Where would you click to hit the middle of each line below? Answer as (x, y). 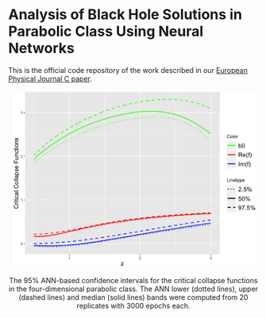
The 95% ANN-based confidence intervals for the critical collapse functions (133, 280)
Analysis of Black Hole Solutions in (125, 15)
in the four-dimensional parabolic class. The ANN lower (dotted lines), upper (133, 289)
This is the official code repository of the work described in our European (128, 70)
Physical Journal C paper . (50, 79)
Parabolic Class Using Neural (106, 31)
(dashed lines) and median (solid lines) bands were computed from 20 (133, 297)
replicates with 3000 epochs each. (133, 305)
